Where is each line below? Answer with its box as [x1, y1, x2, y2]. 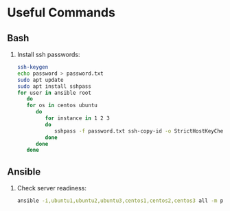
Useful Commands [7, 5, 115, 21]
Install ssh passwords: [16, 50, 80, 58]
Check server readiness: [16, 184, 87, 192]
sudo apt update [16, 76, 64, 83]
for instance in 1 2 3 [45, 115, 110, 122]
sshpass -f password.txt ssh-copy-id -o [54, 127, 172, 135]
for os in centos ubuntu [26, 102, 97, 109]
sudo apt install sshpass [16, 82, 91, 90]
